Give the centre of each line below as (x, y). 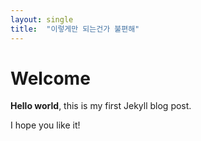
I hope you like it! (45, 125)
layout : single (42, 19)
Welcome (50, 78)
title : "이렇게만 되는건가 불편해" (75, 29)
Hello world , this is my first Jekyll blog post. (101, 106)
